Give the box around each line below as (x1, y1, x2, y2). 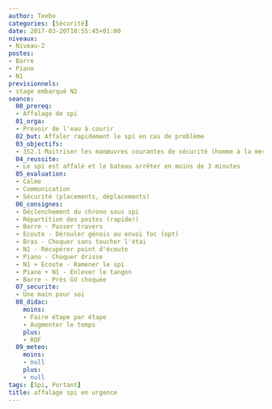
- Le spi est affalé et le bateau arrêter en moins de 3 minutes (15, 163, 241, 171)
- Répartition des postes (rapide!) (15, 215, 139, 224)
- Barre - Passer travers (15, 223, 104, 231)
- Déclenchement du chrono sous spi (15, 207, 139, 215)
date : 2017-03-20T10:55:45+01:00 (8, 27, 121, 35)
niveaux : (8, 34, 38, 43)
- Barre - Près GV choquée (15, 275, 107, 283)
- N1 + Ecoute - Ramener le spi (15, 260, 125, 268)
